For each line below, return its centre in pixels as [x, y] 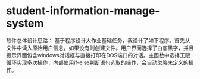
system [25, 23]
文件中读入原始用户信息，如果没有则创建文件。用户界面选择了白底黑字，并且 [100, 48]
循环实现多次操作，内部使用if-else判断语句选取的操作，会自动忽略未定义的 [97, 62]
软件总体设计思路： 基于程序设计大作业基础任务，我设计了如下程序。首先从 [98, 40]
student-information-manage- [83, 11]
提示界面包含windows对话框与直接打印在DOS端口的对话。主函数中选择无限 [98, 55]
